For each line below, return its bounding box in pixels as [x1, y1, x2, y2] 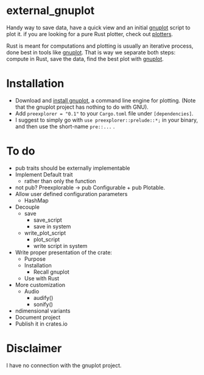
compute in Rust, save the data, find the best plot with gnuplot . [6, 55, 164, 62]
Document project [15, 313, 61, 321]
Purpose [24, 255, 46, 263]
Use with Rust [24, 274, 60, 282]
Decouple [15, 203, 40, 211]
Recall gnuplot [33, 268, 70, 275]
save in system [33, 222, 71, 230]
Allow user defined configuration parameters [15, 190, 128, 197]
